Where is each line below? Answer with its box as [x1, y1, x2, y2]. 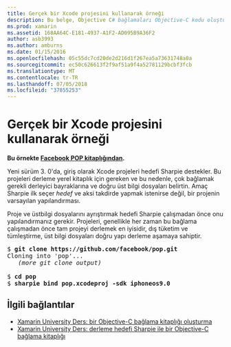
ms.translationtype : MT [7, 67, 76, 74]
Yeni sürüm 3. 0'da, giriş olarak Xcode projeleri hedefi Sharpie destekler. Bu [7, 167, 221, 176]
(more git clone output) [18, 259, 102, 267]
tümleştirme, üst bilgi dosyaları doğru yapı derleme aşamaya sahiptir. [7, 232, 202, 240]
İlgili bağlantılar [7, 299, 75, 311]
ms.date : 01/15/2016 [7, 49, 67, 56]
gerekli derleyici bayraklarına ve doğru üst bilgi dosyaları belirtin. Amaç [7, 182, 208, 190]
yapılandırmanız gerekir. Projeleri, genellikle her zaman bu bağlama [7, 218, 197, 226]
